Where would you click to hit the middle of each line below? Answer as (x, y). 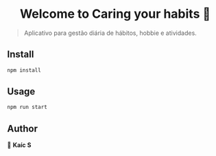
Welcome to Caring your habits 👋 (115, 14)
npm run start (27, 107)
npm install (24, 70)
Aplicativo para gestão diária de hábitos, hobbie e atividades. (110, 33)
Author (22, 128)
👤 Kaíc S (19, 145)
